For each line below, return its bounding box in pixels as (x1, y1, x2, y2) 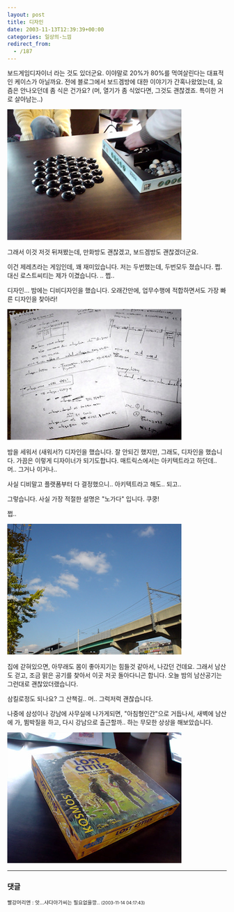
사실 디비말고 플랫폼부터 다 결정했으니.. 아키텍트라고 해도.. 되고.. (7, 480, 182, 488)
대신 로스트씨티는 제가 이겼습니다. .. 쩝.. (7, 272, 115, 279)
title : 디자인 (7, 18, 44, 26)
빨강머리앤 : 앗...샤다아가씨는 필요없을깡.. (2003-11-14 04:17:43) (7, 899, 146, 906)
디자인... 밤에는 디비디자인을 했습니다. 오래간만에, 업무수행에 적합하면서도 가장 (7, 286, 219, 294)
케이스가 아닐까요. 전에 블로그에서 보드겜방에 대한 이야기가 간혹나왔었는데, (14, 77, 216, 86)
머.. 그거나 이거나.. (7, 465, 58, 473)
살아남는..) (14, 95, 43, 103)
